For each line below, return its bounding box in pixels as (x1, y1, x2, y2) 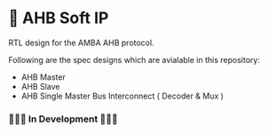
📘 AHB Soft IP (8, 8, 109, 28)
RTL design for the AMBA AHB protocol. (8, 37, 154, 48)
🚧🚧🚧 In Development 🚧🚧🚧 (8, 113, 118, 125)
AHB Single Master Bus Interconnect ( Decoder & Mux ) (20, 91, 224, 101)
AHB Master (20, 71, 66, 83)
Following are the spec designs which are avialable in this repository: (8, 54, 261, 65)
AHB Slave (20, 81, 60, 91)
